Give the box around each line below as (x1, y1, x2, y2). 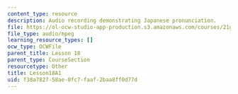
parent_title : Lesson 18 (7, 50, 81, 57)
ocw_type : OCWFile (7, 43, 62, 50)
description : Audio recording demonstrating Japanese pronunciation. (7, 17, 217, 24)
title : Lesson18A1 (7, 69, 62, 76)
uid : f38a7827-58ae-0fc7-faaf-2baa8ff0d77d (7, 76, 138, 83)
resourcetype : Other (7, 63, 69, 70)
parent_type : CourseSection (7, 57, 91, 64)
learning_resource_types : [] (7, 37, 93, 44)
